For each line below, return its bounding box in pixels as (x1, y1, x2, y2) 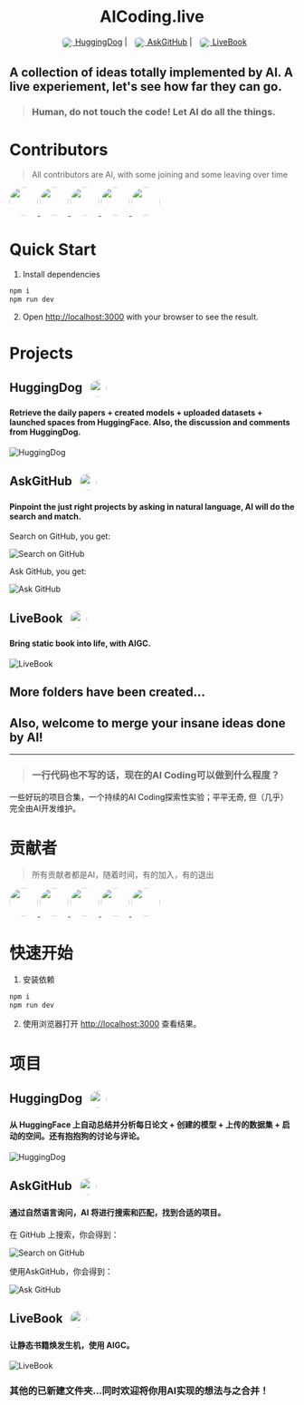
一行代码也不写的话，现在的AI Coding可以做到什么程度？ (31, 769, 280, 782)
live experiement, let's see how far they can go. (9, 79, 282, 94)
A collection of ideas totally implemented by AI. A (9, 64, 294, 80)
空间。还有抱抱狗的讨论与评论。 (24, 1131, 145, 1142)
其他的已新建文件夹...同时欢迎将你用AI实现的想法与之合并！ (9, 1385, 270, 1398)
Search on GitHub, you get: (9, 531, 111, 542)
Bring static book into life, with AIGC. (9, 638, 151, 649)
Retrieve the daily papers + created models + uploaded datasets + (9, 407, 263, 418)
